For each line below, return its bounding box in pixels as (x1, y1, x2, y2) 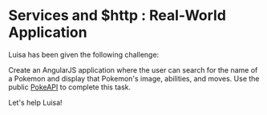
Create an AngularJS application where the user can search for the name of (8, 65, 258, 74)
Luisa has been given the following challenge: (8, 50, 160, 59)
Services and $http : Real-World (8, 6, 227, 25)
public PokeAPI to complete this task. (8, 82, 131, 92)
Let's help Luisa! (8, 97, 63, 107)
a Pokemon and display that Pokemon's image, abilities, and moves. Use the (8, 73, 260, 83)
